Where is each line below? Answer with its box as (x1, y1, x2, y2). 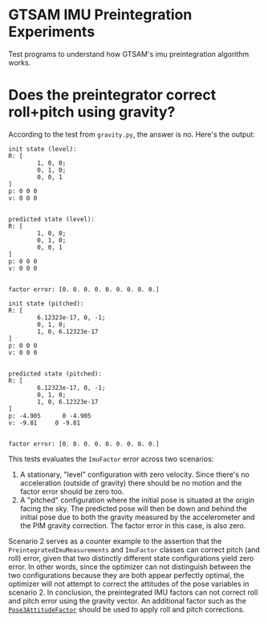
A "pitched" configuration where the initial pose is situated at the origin (19, 495, 255, 505)
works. (8, 58, 31, 67)
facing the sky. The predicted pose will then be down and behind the (19, 503, 247, 513)
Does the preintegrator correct (8, 86, 217, 104)
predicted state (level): (8, 215, 95, 223)
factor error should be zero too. (19, 486, 124, 496)
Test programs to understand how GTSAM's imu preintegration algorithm (8, 49, 250, 59)
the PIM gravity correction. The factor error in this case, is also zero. (19, 520, 246, 531)
